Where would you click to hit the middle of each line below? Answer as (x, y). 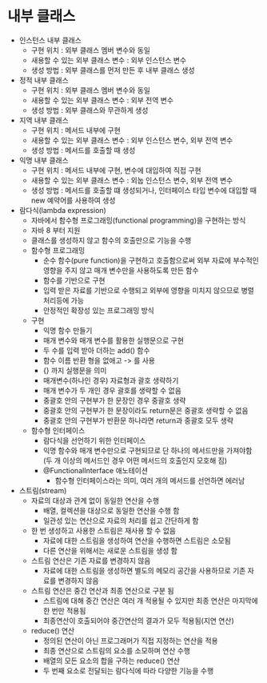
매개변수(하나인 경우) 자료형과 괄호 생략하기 (111, 380)
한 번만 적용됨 (64, 610)
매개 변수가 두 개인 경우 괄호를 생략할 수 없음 (112, 390)
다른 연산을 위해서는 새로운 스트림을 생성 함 (110, 550)
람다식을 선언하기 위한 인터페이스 (94, 440)
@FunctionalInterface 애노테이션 (96, 470)
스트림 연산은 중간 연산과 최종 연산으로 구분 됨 (102, 590)
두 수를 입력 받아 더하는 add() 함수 (96, 350)
